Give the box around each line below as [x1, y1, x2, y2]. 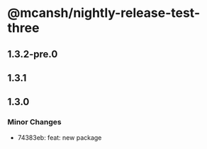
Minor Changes [7, 117, 62, 127]
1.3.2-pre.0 [7, 48, 58, 60]
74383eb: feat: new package [17, 133, 102, 142]
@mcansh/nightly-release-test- [7, 5, 201, 21]
